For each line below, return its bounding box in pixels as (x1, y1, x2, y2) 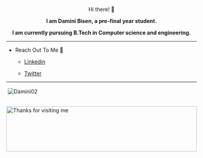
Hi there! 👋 (88, 6, 115, 13)
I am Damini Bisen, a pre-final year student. (46, 17, 157, 24)
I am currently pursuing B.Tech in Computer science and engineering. (11, 29, 192, 36)
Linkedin (24, 58, 45, 65)
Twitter (24, 70, 42, 77)
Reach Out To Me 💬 (14, 46, 63, 54)
